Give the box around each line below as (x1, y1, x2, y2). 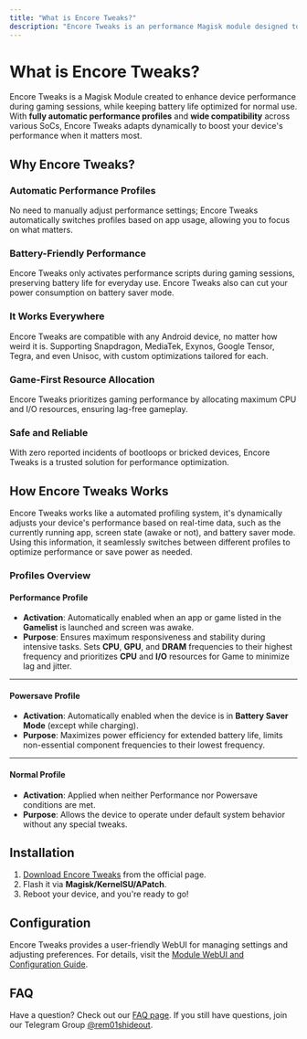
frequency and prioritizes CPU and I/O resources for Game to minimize (22, 651, 290, 663)
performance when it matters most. (9, 130, 143, 142)
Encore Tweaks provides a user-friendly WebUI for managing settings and (9, 939, 289, 950)
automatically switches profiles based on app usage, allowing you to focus (9, 215, 291, 226)
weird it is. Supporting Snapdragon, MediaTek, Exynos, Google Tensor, (9, 340, 275, 352)
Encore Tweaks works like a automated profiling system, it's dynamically (9, 508, 283, 519)
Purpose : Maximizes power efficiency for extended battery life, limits (22, 730, 283, 741)
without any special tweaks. (22, 819, 128, 830)
